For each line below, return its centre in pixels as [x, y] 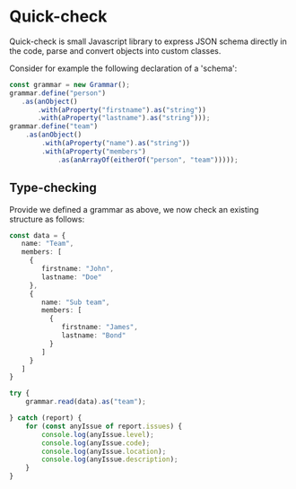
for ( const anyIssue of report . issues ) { [104, 426]
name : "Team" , [48, 244]
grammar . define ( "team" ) [54, 127]
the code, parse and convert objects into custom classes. [115, 50]
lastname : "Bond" [94, 336]
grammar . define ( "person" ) [57, 93]
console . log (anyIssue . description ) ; [110, 459]
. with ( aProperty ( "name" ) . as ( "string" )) [116, 144]
